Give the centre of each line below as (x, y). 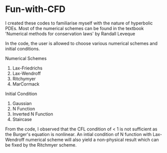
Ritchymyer (24, 78)
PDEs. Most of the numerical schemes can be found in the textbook (75, 28)
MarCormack (26, 84)
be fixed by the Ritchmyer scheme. (41, 145)
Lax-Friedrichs (27, 68)
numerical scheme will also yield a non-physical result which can (92, 139)
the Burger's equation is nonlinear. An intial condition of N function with (79, 134)
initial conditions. (22, 48)
